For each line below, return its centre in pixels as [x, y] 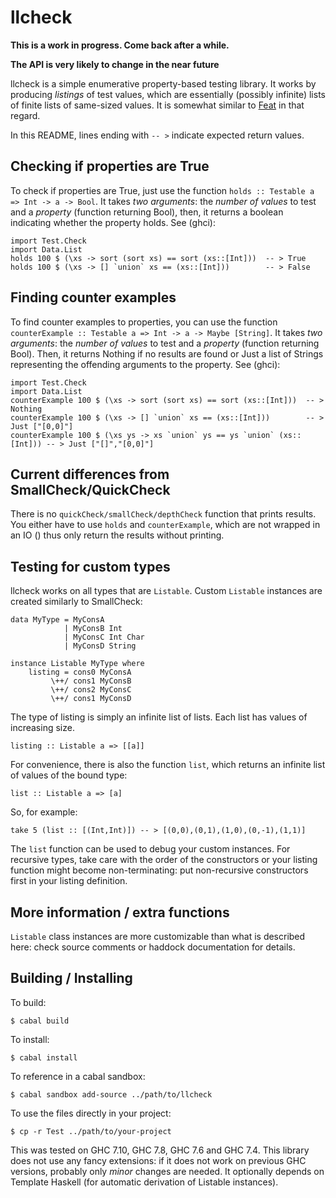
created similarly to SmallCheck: [76, 602]
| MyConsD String [100, 646]
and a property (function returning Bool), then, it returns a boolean [147, 212]
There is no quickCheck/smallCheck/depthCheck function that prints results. [163, 514]
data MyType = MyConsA [57, 620]
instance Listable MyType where [77, 664]
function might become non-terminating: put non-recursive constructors [159, 870]
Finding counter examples [93, 297]
